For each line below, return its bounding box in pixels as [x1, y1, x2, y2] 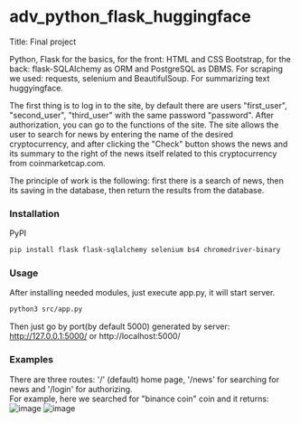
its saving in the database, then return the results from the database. [9, 184, 265, 195]
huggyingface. [9, 82, 63, 93]
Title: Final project [9, 36, 77, 47]
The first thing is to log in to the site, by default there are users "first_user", [9, 99, 287, 110]
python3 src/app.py [9, 305, 83, 314]
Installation [9, 207, 61, 220]
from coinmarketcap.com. [9, 157, 106, 168]
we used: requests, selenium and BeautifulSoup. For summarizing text [9, 72, 270, 83]
